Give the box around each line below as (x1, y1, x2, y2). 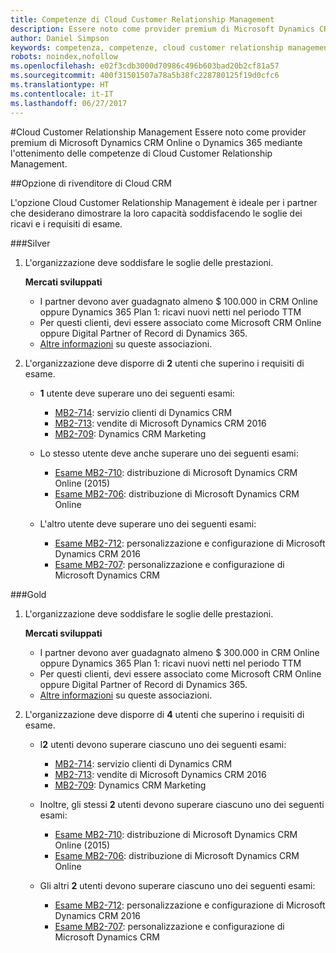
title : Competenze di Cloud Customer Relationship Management (10, 14, 275, 25)
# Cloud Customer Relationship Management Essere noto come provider (10, 126, 307, 138)
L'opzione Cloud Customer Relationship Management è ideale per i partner (10, 196, 318, 208)
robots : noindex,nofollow (10, 52, 118, 62)
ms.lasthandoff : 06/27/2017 (10, 98, 128, 108)
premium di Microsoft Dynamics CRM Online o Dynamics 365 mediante (10, 136, 303, 148)
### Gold (10, 588, 47, 600)
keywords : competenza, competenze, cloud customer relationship (10, 42, 284, 53)
